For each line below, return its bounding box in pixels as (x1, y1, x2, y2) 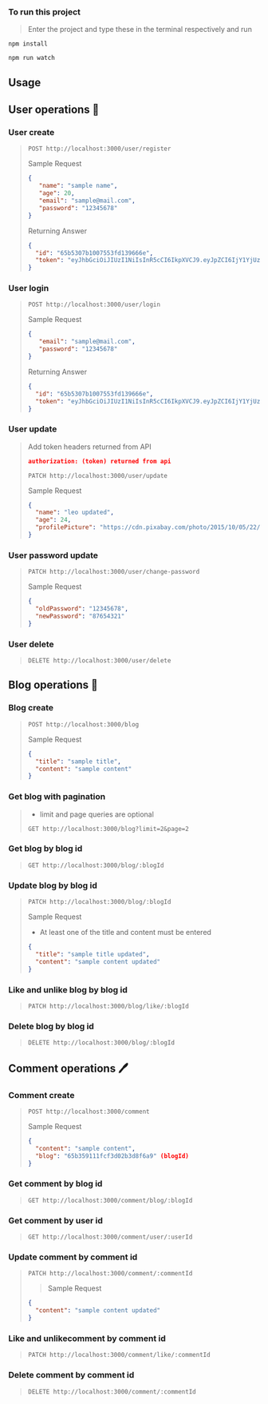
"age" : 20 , (38, 189, 75, 197)
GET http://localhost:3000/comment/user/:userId (27, 1233, 193, 1241)
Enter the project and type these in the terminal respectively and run (27, 25, 253, 34)
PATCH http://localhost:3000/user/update (27, 471, 167, 479)
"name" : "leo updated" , (35, 508, 114, 517)
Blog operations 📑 (8, 678, 98, 692)
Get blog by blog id (8, 843, 83, 854)
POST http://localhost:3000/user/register (27, 145, 171, 153)
